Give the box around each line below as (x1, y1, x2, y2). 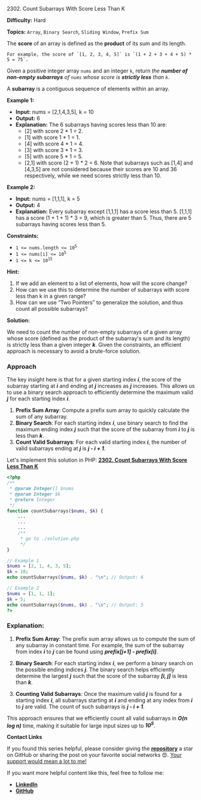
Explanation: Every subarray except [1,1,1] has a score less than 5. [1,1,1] (15, 208, 192, 215)
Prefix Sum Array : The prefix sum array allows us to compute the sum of (15, 635, 196, 643)
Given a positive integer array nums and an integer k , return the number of (7, 67, 188, 74)
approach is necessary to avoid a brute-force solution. (7, 347, 141, 354)
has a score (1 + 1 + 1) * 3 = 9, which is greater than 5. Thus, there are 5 (15, 214, 192, 221)
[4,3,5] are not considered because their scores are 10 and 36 (24, 166, 177, 172)
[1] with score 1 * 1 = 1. (24, 134, 80, 141)
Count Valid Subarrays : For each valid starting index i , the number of (15, 438, 187, 446)
